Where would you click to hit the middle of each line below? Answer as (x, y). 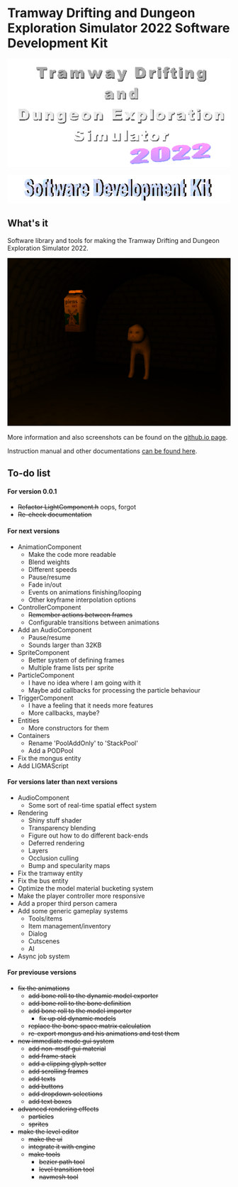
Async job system (44, 956)
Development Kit (58, 43)
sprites (38, 1124)
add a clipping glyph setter (67, 1063)
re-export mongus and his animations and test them (104, 1033)
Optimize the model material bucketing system (85, 888)
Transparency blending (62, 828)
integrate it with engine (62, 1147)
